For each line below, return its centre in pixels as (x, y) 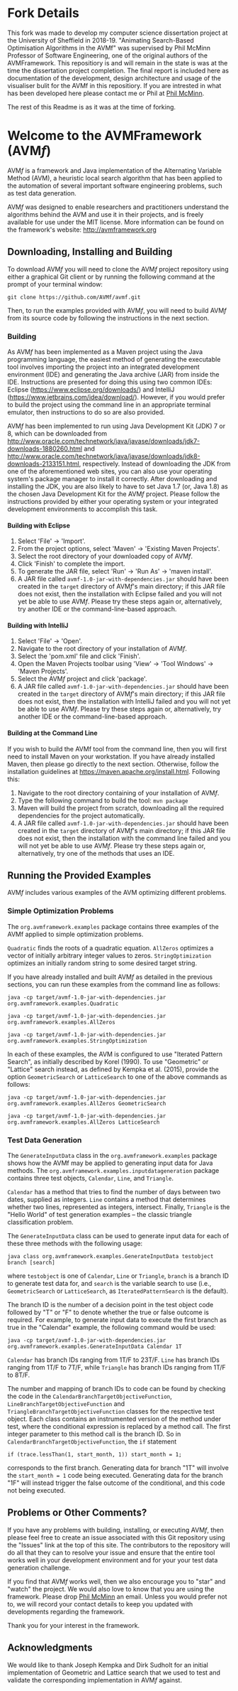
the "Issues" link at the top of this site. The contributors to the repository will (119, 1545)
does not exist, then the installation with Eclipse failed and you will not (120, 594)
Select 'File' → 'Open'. (50, 641)
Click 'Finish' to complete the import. (71, 564)
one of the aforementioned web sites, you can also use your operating (110, 471)
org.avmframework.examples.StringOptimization (77, 1041)
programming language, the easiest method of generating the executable (114, 359)
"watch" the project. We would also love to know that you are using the (111, 1589)
